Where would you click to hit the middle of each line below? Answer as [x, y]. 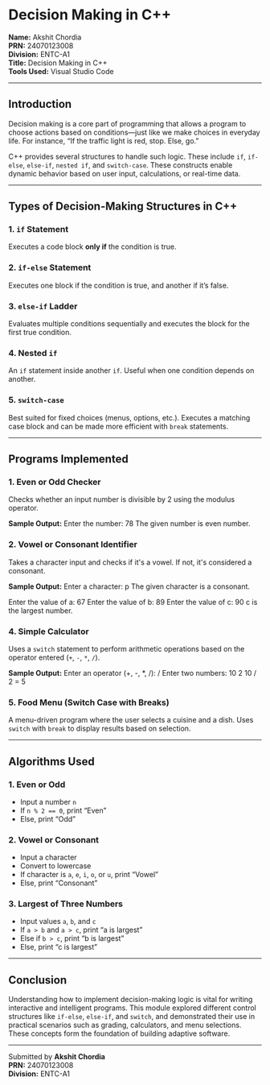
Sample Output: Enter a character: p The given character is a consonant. [129, 586]
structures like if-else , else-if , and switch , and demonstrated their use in [132, 1017]
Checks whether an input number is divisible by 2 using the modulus [122, 499]
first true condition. [40, 333]
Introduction [40, 104]
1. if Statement [39, 230]
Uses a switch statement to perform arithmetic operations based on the [127, 648]
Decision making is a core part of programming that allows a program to [127, 123]
